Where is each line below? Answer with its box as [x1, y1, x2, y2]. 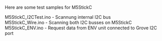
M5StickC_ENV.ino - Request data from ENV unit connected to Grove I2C [5, 25, 157, 31]
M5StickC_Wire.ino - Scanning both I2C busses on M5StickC [5, 20, 132, 25]
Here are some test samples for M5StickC [5, 5, 92, 10]
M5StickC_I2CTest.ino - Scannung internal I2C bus [5, 14, 111, 20]
